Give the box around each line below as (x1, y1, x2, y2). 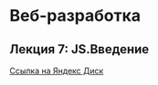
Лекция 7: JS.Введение (9, 42, 150, 57)
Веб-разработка (9, 5, 142, 26)
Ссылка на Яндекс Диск (9, 65, 104, 76)
